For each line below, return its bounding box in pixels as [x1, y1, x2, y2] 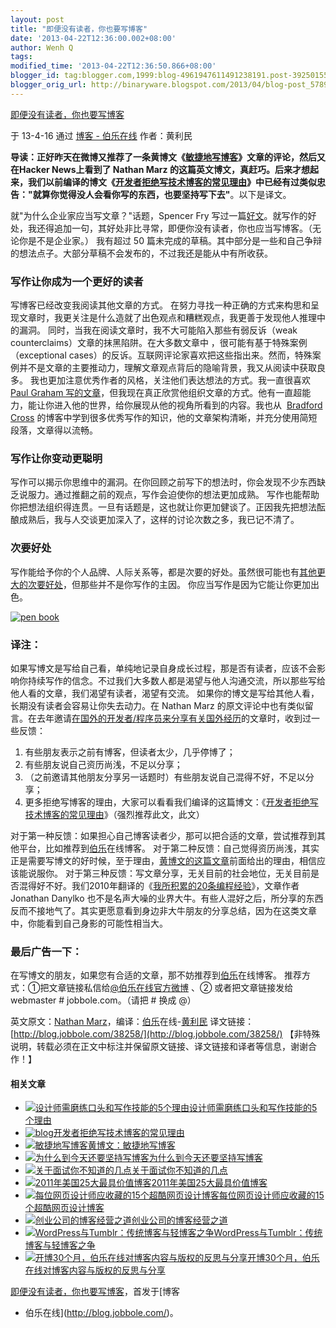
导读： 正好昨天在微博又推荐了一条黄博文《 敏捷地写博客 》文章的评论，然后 [10, 151, 317, 163]
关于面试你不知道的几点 [131, 1164, 228, 1176]
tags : [10, 52, 33, 62]
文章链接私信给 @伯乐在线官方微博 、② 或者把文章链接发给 [48, 982, 294, 994]
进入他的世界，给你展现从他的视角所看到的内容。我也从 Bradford [53, 399, 323, 411]
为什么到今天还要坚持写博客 [148, 1152, 263, 1164]
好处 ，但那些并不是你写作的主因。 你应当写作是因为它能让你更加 [44, 578, 311, 590]
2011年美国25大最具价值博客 [151, 1177, 268, 1189]
